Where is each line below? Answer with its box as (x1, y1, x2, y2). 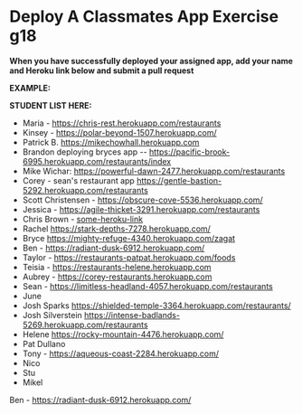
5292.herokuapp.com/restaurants (22, 184, 149, 195)
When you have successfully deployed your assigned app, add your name (9, 55, 294, 66)
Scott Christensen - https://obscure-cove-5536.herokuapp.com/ (22, 194, 264, 205)
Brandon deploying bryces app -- (22, 146, 147, 157)
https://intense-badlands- (84, 309, 181, 320)
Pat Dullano (22, 338, 66, 349)
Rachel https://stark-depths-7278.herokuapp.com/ (22, 223, 211, 234)
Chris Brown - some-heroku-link (22, 213, 143, 224)
